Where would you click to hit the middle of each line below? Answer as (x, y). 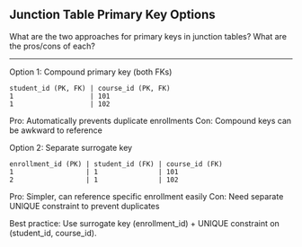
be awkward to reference (56, 130)
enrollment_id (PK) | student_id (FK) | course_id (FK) (116, 164)
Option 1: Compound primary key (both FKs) (91, 72)
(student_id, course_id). (53, 233)
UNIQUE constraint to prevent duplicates (84, 206)
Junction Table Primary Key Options (112, 15)
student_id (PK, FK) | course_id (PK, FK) (90, 88)
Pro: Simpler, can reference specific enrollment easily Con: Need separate (147, 196)
